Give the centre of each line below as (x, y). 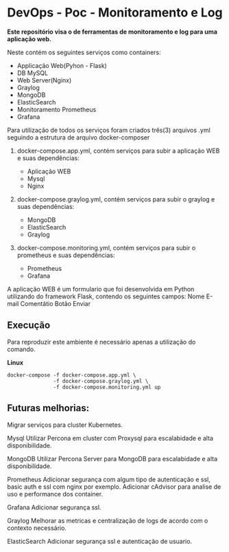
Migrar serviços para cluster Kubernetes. (65, 425)
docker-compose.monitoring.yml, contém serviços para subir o (106, 247)
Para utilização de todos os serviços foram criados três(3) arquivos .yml (109, 130)
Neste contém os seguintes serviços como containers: (84, 52)
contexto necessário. (37, 528)
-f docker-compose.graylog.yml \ (101, 381)
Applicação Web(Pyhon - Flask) (62, 65)
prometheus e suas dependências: (66, 255)
